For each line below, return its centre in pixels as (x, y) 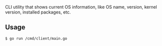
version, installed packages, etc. (38, 12)
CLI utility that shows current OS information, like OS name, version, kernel (81, 7)
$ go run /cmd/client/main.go (36, 38)
